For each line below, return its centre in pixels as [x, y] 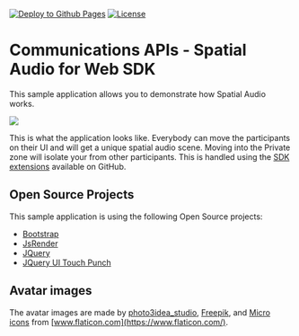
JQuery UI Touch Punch [66, 262]
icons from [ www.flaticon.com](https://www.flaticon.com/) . [119, 322]
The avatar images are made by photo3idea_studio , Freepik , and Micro [140, 312]
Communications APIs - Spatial [128, 50]
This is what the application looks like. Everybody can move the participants [150, 137]
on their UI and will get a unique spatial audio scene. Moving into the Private [150, 147]
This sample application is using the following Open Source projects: [136, 217]
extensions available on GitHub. [68, 166]
